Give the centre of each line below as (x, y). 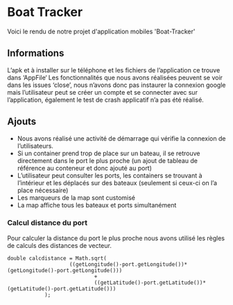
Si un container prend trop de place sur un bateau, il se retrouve (109, 153)
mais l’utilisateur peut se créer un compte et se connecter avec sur (102, 92)
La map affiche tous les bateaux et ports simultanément (97, 205)
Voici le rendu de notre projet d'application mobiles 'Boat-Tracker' (101, 31)
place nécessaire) (43, 190)
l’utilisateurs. (35, 146)
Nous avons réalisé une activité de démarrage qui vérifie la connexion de (121, 138)
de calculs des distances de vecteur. (60, 245)
